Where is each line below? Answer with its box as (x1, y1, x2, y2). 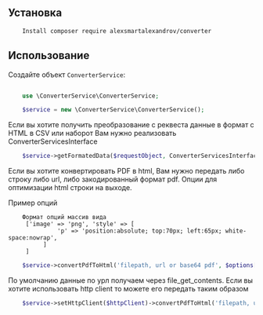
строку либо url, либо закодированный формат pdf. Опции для (8, 174, 218, 184)
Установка (8, 6, 63, 20)
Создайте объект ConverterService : (8, 70, 126, 79)
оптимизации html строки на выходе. (8, 183, 132, 192)
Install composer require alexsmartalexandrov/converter (22, 27, 212, 35)
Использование (8, 49, 90, 62)
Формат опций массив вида (22, 214, 107, 222)
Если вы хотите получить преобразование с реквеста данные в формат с (8, 120, 254, 130)
